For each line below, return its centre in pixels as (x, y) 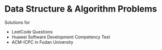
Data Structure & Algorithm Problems (81, 9)
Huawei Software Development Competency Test (61, 37)
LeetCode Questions (32, 32)
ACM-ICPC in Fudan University (42, 42)
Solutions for (17, 22)
